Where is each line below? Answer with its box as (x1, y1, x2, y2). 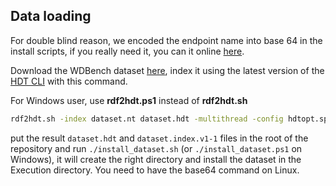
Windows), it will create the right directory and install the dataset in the (10, 153, 302, 165)
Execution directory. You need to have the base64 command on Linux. (10, 164, 300, 176)
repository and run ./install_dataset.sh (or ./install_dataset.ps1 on (10, 142, 303, 154)
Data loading (10, 8, 92, 25)
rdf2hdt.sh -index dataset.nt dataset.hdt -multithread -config (10, 114, 284, 124)
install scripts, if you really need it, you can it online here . (10, 45, 245, 57)
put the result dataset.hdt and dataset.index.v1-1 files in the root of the (10, 132, 309, 144)
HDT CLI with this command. (10, 75, 128, 87)
